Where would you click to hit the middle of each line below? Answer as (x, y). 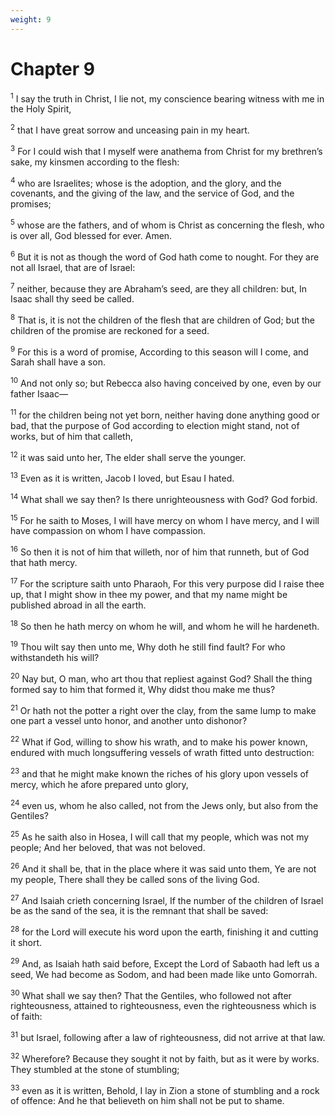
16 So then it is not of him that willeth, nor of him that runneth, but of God (160, 551)
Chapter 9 (52, 68)
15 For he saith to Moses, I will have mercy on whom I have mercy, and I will (165, 519)
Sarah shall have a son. (58, 362)
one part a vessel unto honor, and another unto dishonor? (129, 721)
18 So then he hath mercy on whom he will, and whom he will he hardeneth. (165, 625)
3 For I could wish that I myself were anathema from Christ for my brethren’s (166, 150)
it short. (26, 942)
